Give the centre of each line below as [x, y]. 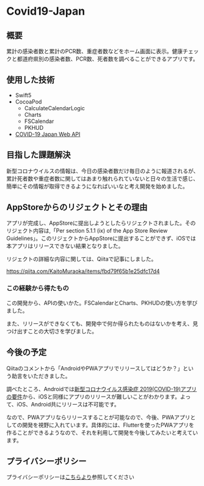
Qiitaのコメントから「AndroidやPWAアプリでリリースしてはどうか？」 [95, 368]
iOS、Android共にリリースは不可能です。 [68, 404]
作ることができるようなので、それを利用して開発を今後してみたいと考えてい [102, 432]
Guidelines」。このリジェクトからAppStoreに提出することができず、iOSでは [101, 238]
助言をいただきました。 [41, 376]
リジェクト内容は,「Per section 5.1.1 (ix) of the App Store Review [87, 231]
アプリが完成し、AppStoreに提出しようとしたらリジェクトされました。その [101, 223]
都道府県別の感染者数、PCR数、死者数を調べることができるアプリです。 [107, 59]
